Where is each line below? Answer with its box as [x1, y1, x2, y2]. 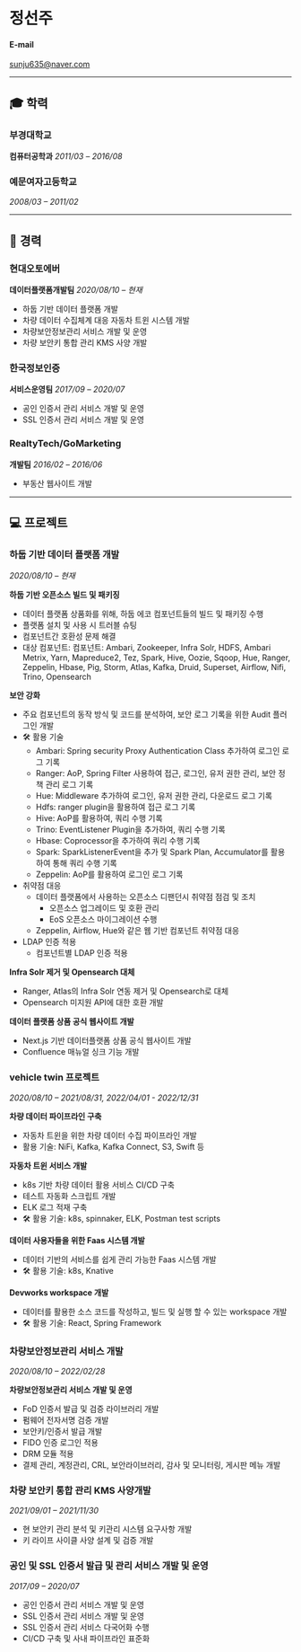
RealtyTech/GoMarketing [9, 437, 122, 450]
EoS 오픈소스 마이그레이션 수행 [48, 914, 158, 925]
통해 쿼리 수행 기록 [52, 858, 118, 869]
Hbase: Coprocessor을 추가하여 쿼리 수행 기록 [35, 835, 201, 846]
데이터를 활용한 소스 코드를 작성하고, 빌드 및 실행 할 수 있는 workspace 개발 [21, 1306, 288, 1317]
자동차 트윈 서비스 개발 [9, 1160, 88, 1171]
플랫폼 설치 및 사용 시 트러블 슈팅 [21, 620, 137, 631]
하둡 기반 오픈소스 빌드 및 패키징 [9, 589, 120, 600]
